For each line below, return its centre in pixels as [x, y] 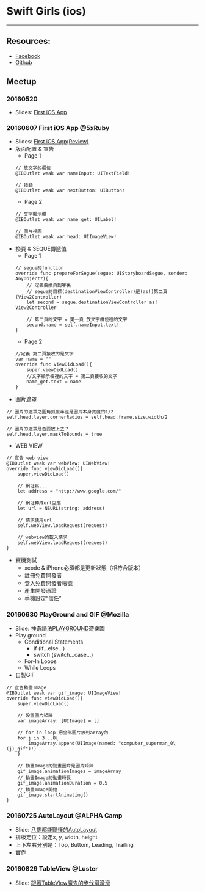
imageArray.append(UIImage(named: [72, 744]
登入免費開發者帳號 [49, 583]
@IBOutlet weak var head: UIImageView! [66, 236]
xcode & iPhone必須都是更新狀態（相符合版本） [84, 567]
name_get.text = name [54, 382]
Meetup [21, 82]
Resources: [28, 41]
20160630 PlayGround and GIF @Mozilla [68, 614]
